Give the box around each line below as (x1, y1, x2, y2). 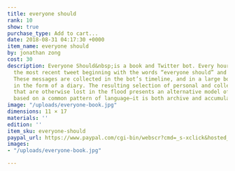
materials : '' (7, 114, 49, 121)
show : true (7, 23, 39, 30)
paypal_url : (7, 134, 42, 141)
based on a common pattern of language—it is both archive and (13, 95, 201, 102)
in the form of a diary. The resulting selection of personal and (13, 82, 211, 89)
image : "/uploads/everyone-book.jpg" (7, 102, 117, 109)
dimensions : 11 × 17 (7, 108, 68, 115)
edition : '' (7, 121, 42, 128)
